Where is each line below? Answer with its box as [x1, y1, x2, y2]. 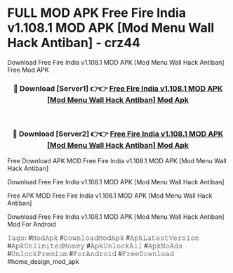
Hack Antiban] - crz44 [7, 35, 141, 51]
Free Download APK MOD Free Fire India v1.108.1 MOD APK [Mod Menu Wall [7, 156, 227, 165]
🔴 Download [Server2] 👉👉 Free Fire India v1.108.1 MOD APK [12, 129, 224, 139]
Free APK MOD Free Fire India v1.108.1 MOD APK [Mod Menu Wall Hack [7, 191, 213, 200]
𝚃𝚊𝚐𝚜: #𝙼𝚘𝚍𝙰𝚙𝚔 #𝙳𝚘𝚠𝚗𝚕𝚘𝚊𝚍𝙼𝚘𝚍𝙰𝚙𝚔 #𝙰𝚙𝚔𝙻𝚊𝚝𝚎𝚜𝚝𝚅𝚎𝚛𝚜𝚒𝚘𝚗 [7, 234, 200, 242]
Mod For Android [7, 220, 56, 228]
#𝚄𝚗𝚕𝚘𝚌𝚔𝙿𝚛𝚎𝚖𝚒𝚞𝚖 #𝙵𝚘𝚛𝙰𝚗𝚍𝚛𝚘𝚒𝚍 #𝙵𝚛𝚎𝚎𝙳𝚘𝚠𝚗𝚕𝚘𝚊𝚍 [7, 249, 174, 258]
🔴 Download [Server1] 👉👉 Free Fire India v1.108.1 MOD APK [13, 83, 223, 93]
